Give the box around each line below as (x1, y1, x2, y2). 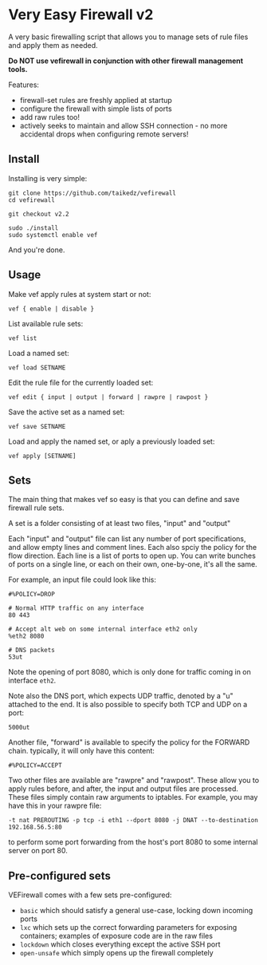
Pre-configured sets (8, 868, 112, 883)
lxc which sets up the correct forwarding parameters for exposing (19, 923, 238, 932)
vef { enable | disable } (8, 305, 94, 313)
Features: (8, 80, 40, 89)
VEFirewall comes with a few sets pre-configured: (8, 890, 172, 900)
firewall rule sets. (8, 503, 65, 512)
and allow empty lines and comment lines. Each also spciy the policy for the (8, 543, 257, 552)
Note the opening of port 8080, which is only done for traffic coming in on (8, 667, 251, 677)
